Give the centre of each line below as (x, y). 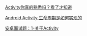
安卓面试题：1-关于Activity (32, 28)
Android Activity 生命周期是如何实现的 (43, 18)
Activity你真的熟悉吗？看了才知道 (39, 7)
